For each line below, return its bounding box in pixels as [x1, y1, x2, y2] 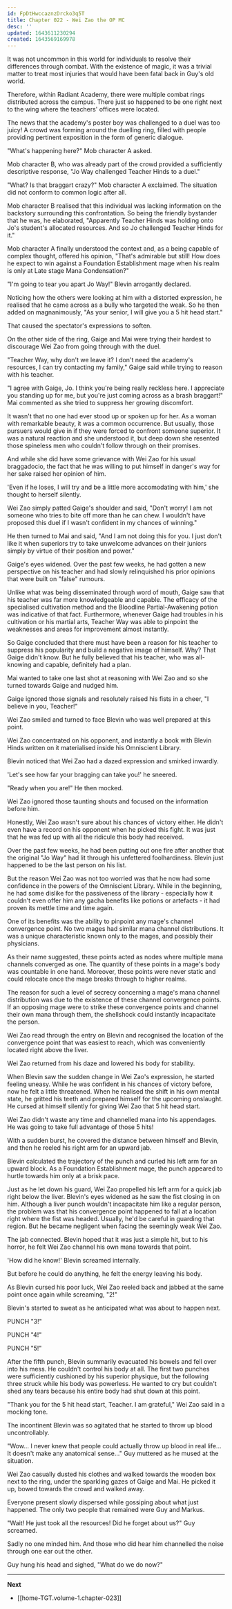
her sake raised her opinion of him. [7, 470, 106, 478]
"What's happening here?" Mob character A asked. [7, 147, 153, 155]
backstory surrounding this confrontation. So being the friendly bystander [7, 209, 217, 217]
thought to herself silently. [7, 490, 81, 499]
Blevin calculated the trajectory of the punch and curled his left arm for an [7, 1157, 217, 1166]
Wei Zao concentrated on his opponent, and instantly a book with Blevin [7, 736, 212, 745]
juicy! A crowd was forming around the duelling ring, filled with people [7, 126, 206, 134]
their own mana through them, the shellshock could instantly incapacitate [7, 1011, 216, 1019]
